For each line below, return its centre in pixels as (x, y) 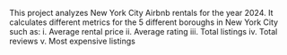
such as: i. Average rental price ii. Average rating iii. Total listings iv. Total (143, 31)
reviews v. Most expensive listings (73, 41)
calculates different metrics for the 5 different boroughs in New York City (144, 22)
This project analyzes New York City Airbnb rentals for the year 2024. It (141, 13)
